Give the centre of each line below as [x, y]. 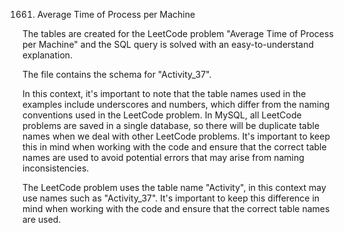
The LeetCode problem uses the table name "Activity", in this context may [174, 187]
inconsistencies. [56, 168]
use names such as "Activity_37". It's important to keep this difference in [171, 198]
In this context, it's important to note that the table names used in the [164, 93]
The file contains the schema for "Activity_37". [117, 74]
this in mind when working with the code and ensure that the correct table [174, 147]
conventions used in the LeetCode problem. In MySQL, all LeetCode [162, 115]
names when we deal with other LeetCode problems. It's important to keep [176, 136]
